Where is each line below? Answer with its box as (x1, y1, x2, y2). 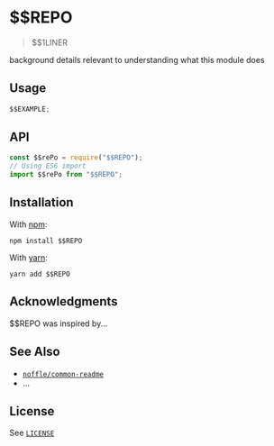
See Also (9, 344, 60, 360)
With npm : (9, 219, 48, 230)
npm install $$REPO (9, 236, 83, 245)
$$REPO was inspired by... (9, 318, 108, 329)
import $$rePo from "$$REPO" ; (9, 170, 123, 179)
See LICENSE (9, 427, 55, 439)
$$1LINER (31, 37, 68, 48)
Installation (9, 195, 74, 210)
